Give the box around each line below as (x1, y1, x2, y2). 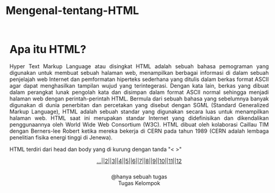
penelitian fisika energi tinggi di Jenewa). (9, 133, 113, 141)
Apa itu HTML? (9, 43, 87, 57)
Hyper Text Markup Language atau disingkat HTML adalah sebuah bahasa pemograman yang (9, 62, 269, 70)
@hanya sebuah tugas (111, 173, 168, 180)
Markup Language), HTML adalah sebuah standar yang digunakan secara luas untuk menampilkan (9, 108, 269, 115)
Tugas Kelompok (118, 179, 160, 186)
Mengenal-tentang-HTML (5, 4, 140, 18)
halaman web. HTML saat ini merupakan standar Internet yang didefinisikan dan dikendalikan (9, 114, 269, 122)
